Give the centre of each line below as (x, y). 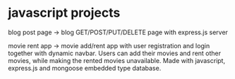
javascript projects (64, 13)
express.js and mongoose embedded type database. (85, 68)
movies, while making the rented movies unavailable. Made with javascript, (116, 60)
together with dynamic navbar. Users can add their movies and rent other (115, 53)
